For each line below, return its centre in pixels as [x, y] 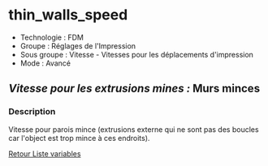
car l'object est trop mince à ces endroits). [79, 138]
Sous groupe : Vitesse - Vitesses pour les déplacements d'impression [137, 54]
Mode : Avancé [45, 63]
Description [32, 112]
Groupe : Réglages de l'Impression [78, 45]
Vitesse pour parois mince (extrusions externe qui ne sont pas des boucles [134, 129]
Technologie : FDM [52, 37]
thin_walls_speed [68, 15]
